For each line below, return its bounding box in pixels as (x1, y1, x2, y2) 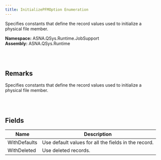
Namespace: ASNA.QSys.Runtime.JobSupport (5, 35, 99, 41)
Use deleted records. (42, 147, 91, 154)
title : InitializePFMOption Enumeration (5, 7, 89, 12)
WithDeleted (7, 147, 36, 154)
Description (84, 131, 112, 137)
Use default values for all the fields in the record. (42, 139, 154, 146)
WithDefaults (7, 139, 38, 146)
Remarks (5, 69, 33, 78)
